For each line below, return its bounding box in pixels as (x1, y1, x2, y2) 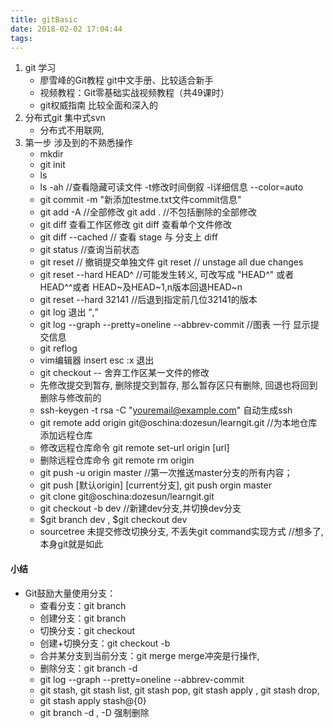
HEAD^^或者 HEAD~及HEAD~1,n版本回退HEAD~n (39, 281, 243, 293)
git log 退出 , (39, 306, 95, 318)
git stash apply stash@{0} (39, 694, 147, 706)
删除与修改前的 (39, 392, 102, 404)
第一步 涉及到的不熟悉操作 (24, 137, 133, 149)
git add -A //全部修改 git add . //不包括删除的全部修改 (39, 206, 258, 218)
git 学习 (24, 62, 57, 74)
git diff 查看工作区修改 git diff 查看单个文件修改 (39, 219, 232, 231)
